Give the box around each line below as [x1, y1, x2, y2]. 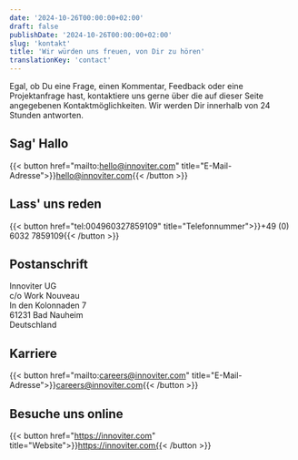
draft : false [9, 22, 59, 31]
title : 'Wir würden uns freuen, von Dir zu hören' [9, 47, 205, 56]
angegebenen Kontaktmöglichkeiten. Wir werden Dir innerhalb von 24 [9, 100, 271, 110]
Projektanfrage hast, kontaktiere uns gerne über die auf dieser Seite [9, 90, 264, 101]
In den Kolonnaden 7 [9, 300, 87, 311]
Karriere [9, 345, 57, 361]
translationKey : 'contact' [9, 56, 112, 65]
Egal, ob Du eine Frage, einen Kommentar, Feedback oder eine [9, 81, 243, 91]
